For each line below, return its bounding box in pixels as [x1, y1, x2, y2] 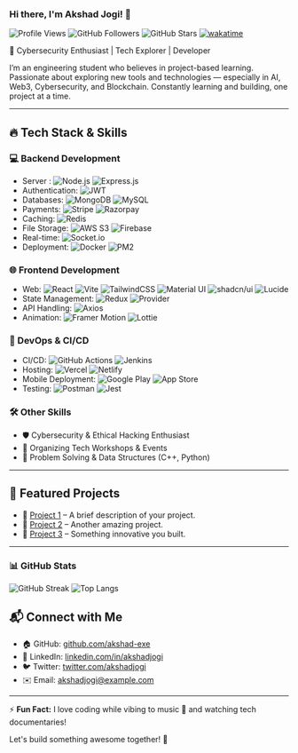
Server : [21, 175, 51, 186]
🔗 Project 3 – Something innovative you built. [21, 528, 186, 539]
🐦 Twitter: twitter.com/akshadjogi [21, 661, 146, 671]
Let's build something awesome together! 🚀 [9, 733, 169, 744]
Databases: [21, 194, 64, 205]
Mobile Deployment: [21, 373, 96, 384]
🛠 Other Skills [9, 406, 72, 418]
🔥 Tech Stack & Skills [9, 124, 128, 140]
